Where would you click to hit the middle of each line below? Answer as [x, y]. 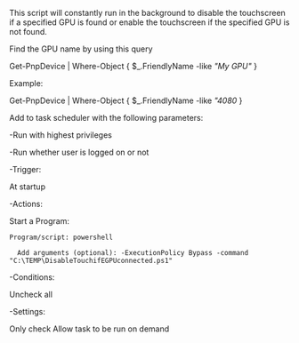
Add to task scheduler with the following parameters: [106, 118]
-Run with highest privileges [61, 135]
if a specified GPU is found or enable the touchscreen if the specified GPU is [149, 22]
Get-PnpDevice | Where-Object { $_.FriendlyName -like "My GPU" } [133, 66]
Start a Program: [39, 221]
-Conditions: [32, 277]
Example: [26, 83]
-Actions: [26, 204]
